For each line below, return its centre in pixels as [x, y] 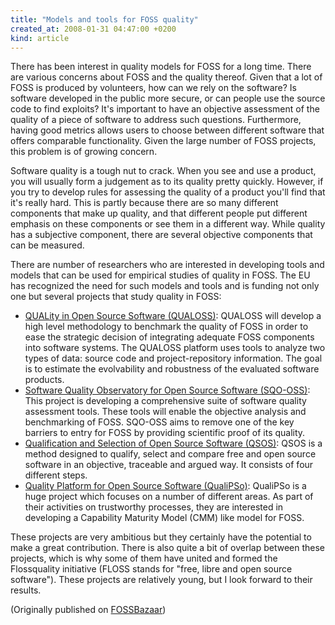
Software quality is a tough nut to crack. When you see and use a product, [163, 171]
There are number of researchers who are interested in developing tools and [167, 265]
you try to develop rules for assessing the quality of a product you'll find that [168, 192]
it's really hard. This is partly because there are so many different [144, 203]
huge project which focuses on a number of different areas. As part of [169, 497]
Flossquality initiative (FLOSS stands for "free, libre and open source [151, 569]
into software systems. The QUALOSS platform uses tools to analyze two [175, 348]
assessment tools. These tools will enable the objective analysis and [165, 412]
